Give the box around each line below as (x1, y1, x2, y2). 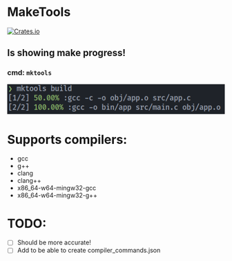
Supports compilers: (7, 132, 128, 147)
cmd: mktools (7, 68, 52, 78)
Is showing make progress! (7, 47, 126, 59)
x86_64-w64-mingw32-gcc (17, 184, 97, 192)
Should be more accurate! (17, 238, 91, 246)
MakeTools (7, 4, 71, 20)
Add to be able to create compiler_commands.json (17, 246, 161, 255)
